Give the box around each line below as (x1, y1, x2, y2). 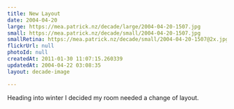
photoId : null (7, 49, 49, 56)
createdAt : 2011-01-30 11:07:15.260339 (7, 56, 123, 62)
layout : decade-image (7, 68, 70, 75)
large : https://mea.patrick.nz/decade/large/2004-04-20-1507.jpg (7, 23, 201, 30)
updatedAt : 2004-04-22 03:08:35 (7, 62, 101, 69)
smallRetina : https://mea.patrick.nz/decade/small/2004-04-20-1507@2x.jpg (7, 36, 229, 43)
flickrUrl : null (7, 42, 54, 49)
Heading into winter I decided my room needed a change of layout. (7, 93, 199, 101)
